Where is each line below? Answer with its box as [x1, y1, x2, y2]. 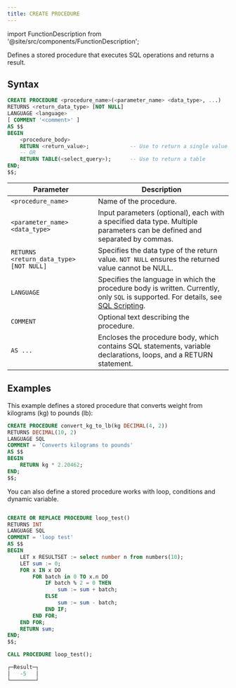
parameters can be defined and [98, 225, 202, 235]
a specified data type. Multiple [98, 216, 198, 226]
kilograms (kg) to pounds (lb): [7, 409, 93, 417]
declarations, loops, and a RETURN [98, 350, 214, 359]
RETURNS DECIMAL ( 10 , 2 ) [7, 429, 77, 436]
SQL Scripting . [98, 300, 146, 310]
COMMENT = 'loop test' [7, 534, 74, 541]
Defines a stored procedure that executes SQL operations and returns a [7, 51, 214, 59]
